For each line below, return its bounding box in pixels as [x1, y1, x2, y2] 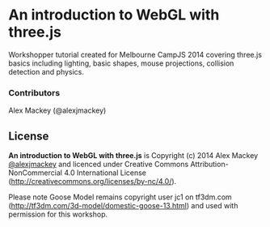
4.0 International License [64, 168, 147, 178]
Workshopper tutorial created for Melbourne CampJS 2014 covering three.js [8, 49, 263, 59]
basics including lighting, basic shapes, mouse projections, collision [8, 58, 234, 68]
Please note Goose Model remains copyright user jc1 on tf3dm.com [8, 192, 232, 202]
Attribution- [190, 160, 229, 169]
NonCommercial [8, 168, 63, 178]
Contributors [8, 87, 61, 98]
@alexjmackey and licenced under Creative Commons [8, 160, 189, 169]
